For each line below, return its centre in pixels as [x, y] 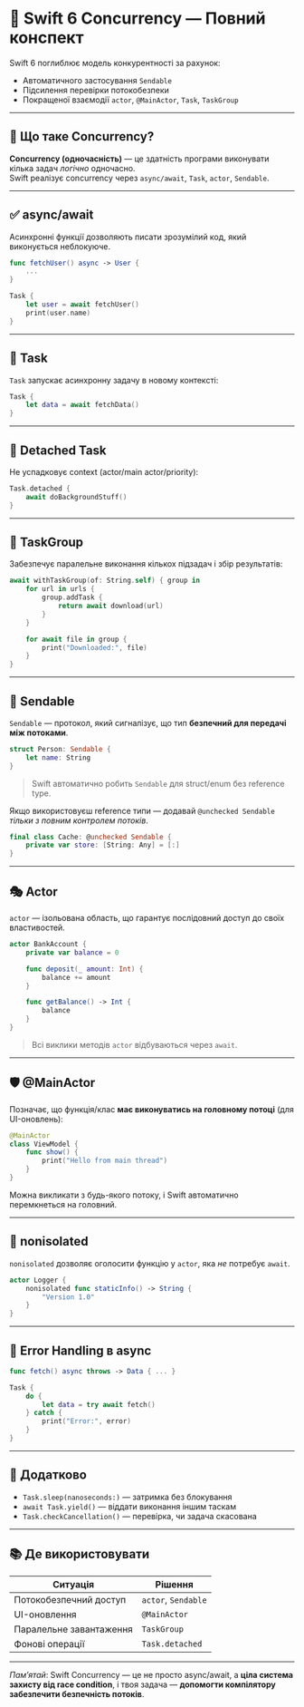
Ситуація [74, 1584]
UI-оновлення [45, 1615]
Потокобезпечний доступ [70, 1599]
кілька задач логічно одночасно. [72, 168]
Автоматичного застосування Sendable [97, 80]
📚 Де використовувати [80, 1554]
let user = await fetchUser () [83, 305]
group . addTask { [72, 597]
